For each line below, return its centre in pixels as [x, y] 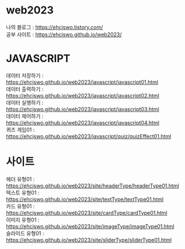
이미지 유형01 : [23, 220]
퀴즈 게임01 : [20, 129]
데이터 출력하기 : [25, 89]
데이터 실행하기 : [25, 103]
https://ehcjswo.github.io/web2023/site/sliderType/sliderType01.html [89, 240]
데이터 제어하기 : [25, 116]
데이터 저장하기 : [25, 75]
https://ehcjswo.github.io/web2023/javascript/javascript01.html [82, 82]
